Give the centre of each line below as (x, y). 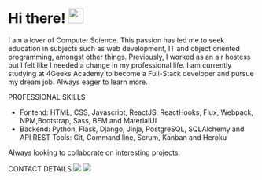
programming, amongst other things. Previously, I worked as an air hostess (129, 57)
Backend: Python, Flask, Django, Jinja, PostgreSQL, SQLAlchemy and (132, 129)
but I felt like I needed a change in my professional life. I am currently (120, 65)
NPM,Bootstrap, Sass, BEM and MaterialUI (88, 120)
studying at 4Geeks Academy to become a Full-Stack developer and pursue (131, 73)
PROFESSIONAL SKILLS (47, 97)
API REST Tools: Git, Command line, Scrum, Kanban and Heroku (123, 137)
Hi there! (37, 18)
